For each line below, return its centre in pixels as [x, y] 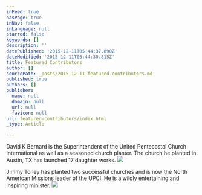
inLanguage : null [28, 29]
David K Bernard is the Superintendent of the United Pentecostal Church [96, 147]
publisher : [20, 91]
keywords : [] [23, 40]
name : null [25, 96]
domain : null [28, 101]
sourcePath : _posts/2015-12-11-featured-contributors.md [80, 74]
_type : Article [25, 124]
